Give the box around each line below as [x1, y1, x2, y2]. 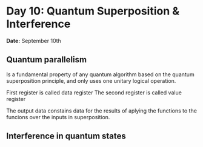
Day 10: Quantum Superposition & [6, 4, 180, 18]
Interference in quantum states [6, 131, 126, 142]
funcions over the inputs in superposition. [6, 113, 110, 120]
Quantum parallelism [6, 54, 87, 65]
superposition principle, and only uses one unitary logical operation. [6, 77, 176, 84]
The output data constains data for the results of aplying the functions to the [6, 107, 197, 114]
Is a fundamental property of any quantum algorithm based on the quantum [6, 71, 195, 78]
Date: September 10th [6, 37, 62, 44]
